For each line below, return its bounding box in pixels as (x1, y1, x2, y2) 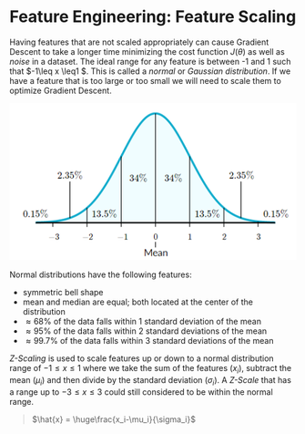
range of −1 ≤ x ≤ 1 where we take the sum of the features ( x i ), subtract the (9, 363, 292, 376)
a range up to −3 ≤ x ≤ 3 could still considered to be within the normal (9, 386, 273, 398)
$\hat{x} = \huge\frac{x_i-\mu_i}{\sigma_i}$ (31, 413, 196, 425)
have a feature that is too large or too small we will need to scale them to (9, 75, 282, 86)
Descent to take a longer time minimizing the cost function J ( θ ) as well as (9, 46, 285, 57)
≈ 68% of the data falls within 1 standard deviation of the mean (25, 316, 262, 327)
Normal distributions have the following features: (9, 269, 193, 280)
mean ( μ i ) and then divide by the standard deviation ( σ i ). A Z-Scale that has (9, 374, 291, 387)
